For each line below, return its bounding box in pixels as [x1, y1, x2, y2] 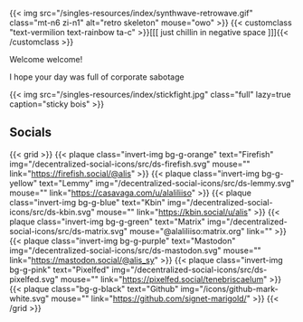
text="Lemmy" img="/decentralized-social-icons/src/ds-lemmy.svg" [39, 177, 295, 188]
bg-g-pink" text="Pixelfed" [9, 264, 110, 275]
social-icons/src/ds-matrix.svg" [9, 225, 128, 236]
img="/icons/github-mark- [180, 283, 279, 294]
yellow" [9, 177, 38, 188]
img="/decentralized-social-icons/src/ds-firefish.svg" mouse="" [9, 158, 251, 169]
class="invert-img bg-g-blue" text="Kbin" [9, 196, 166, 207]
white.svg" [9, 293, 50, 304]
